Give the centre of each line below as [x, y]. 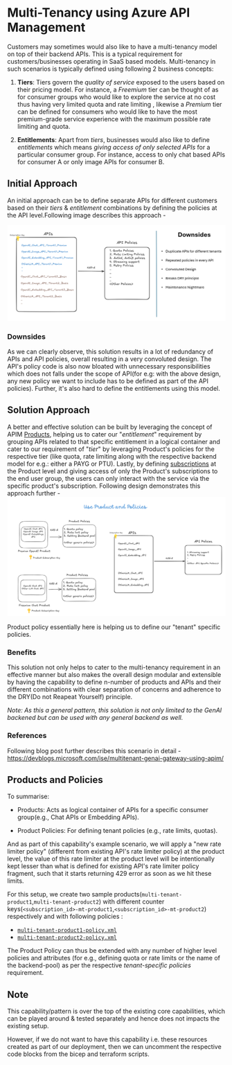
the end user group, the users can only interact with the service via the [108, 478]
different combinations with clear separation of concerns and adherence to [114, 689]
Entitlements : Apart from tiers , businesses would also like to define [113, 139]
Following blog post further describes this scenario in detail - [94, 750]
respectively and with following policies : [65, 917]
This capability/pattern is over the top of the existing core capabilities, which [116, 1011]
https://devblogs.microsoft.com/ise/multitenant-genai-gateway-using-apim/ [115, 758]
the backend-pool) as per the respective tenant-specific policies [99, 965]
